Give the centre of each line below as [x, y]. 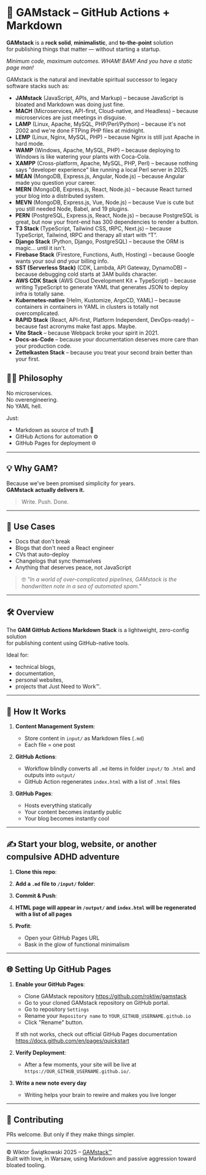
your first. [28, 359]
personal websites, [39, 680]
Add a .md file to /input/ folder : [55, 883]
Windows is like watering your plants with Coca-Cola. [83, 157]
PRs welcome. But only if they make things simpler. [71, 1134]
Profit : [23, 926]
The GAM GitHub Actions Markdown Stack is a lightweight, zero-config [98, 630]
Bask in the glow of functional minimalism [77, 944]
